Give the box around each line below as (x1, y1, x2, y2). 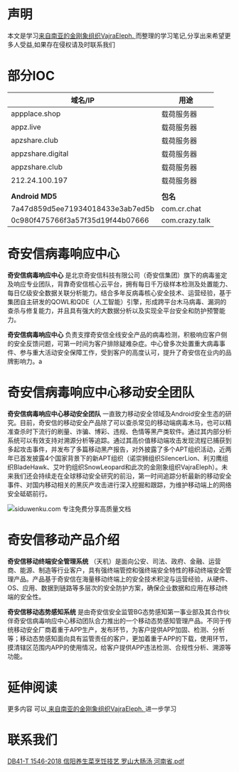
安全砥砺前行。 (7, 489, 51, 498)
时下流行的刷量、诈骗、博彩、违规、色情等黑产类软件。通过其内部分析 (26, 427, 232, 436)
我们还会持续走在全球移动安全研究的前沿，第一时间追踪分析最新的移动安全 (13, 471, 232, 480)
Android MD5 (11, 191, 58, 201)
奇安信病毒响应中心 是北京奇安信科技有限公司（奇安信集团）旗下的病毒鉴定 (7, 271, 228, 279)
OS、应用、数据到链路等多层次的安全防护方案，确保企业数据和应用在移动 (7, 584, 222, 592)
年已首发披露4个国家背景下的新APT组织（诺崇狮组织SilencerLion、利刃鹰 (7, 454, 223, 462)
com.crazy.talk (161, 215, 211, 225)
